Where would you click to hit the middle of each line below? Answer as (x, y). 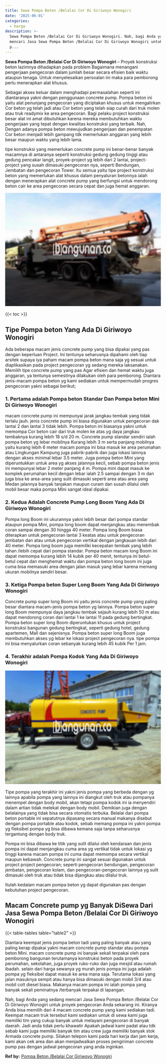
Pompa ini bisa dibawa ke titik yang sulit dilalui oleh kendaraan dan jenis (78, 843)
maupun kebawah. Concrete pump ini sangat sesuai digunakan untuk (76, 859)
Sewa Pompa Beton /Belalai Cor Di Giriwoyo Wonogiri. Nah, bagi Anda (83, 37)
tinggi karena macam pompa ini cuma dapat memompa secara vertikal (77, 854)
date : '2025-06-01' (25, 16)
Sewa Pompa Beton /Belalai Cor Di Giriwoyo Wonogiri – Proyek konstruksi (81, 61)
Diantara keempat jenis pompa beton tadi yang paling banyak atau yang (78, 942)
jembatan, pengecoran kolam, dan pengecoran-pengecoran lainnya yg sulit (82, 870)
